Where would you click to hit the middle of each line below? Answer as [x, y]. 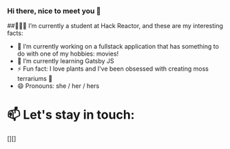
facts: [15, 33]
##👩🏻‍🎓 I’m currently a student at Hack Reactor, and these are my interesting [115, 26]
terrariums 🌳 [35, 79]
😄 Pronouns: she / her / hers [58, 86]
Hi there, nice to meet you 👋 [54, 11]
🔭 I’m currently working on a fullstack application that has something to [118, 47]
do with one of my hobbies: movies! [68, 54]
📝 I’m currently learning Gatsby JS [66, 61]
